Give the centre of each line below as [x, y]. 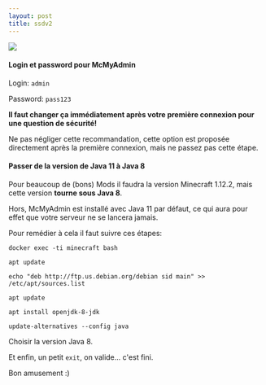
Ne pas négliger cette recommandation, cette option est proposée [119, 138]
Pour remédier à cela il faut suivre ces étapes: [85, 233]
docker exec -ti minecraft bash [63, 248]
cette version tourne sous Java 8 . [65, 193]
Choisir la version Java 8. [51, 341]
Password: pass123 [40, 98]
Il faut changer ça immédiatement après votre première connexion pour [131, 114]
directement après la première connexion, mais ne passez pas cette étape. [133, 147]
